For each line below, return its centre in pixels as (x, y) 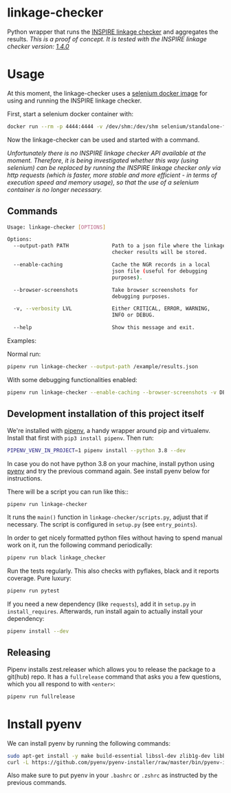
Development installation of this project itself (106, 414)
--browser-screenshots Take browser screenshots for (106, 290)
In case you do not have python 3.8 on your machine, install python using (111, 463)
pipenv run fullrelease (41, 697)
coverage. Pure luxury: (40, 578)
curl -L (18, 762)
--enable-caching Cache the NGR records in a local (112, 265)
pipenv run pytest (33, 591)
